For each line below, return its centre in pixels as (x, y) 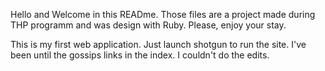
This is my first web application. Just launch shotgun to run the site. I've (158, 44)
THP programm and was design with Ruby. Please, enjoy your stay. (148, 25)
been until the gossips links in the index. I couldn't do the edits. (140, 55)
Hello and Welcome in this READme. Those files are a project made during (163, 14)
